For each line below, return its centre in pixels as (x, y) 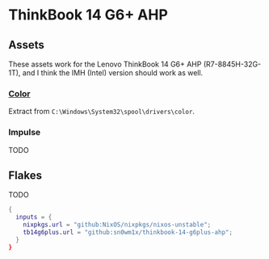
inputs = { (34, 217)
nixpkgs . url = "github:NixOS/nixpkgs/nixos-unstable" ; (117, 225)
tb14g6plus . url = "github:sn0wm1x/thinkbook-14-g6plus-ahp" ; (128, 232)
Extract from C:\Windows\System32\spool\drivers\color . (102, 112)
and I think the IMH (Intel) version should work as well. (113, 73)
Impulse (25, 133)
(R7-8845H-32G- (232, 64)
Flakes (25, 175)
